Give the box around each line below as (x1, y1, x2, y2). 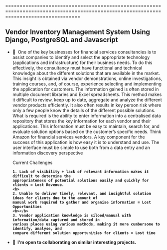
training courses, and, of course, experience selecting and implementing (12, 80, 162, 86)
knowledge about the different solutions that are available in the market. (12, 70, 161, 76)
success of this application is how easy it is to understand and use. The (12, 139, 160, 145)
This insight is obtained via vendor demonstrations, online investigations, (12, 75, 163, 81)
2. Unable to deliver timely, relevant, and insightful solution (12, 191, 151, 196)
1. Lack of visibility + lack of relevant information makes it (12, 169, 149, 174)
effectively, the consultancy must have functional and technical (12, 64, 143, 70)
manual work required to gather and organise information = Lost (12, 199, 151, 205)
